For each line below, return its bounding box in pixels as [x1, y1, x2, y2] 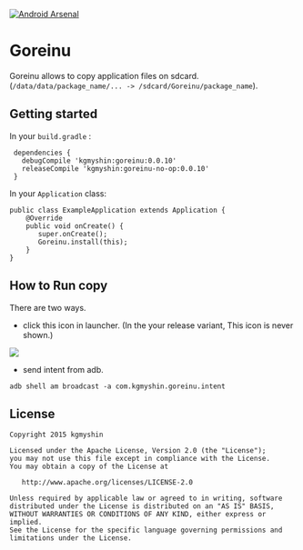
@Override [25, 214, 64, 223]
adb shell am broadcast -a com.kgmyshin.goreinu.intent [9, 382, 226, 391]
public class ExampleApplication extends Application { [9, 205, 226, 215]
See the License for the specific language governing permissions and [9, 525, 283, 535]
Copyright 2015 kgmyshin [9, 430, 104, 440]
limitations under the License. [9, 534, 132, 543]
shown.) [22, 329, 54, 340]
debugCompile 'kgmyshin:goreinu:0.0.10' [21, 155, 177, 165]
